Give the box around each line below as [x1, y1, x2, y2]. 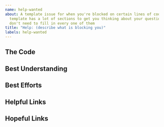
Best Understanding [5, 64, 67, 73]
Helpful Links [5, 98, 46, 106]
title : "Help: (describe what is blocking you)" [5, 25, 106, 30]
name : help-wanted [5, 7, 42, 12]
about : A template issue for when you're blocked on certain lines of [5, 12, 152, 17]
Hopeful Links [5, 114, 48, 123]
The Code [5, 48, 36, 56]
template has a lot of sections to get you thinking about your [9, 16, 143, 21]
